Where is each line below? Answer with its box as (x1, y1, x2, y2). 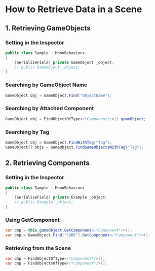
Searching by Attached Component (5, 105, 94, 112)
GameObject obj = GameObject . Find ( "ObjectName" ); (5, 93, 112, 98)
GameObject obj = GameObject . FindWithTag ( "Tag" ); (5, 140, 112, 145)
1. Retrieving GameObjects (5, 24, 91, 32)
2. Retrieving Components (5, 159, 90, 167)
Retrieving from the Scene (5, 245, 71, 252)
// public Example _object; (14, 199, 73, 205)
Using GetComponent (5, 216, 60, 223)
